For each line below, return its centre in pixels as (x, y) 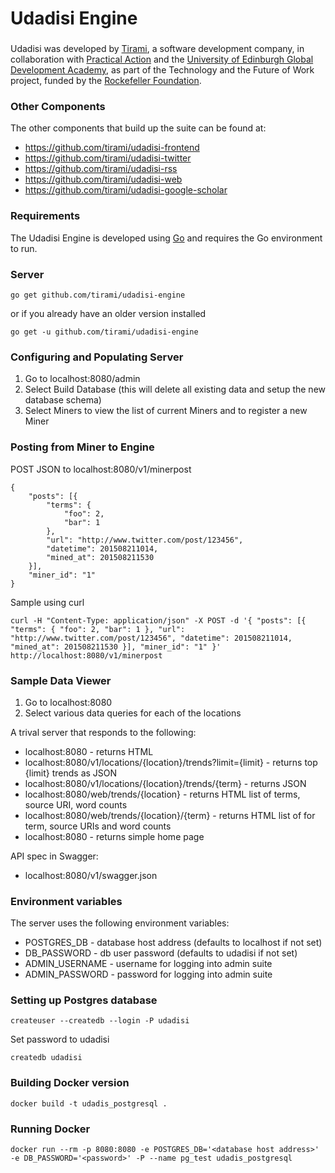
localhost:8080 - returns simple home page (114, 836)
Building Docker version (70, 1083)
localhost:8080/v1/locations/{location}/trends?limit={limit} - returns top (171, 762)
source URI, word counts (76, 804)
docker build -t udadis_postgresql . (89, 1103)
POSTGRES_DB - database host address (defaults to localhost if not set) (173, 943)
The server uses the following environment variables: (120, 923)
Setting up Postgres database (84, 1000)
